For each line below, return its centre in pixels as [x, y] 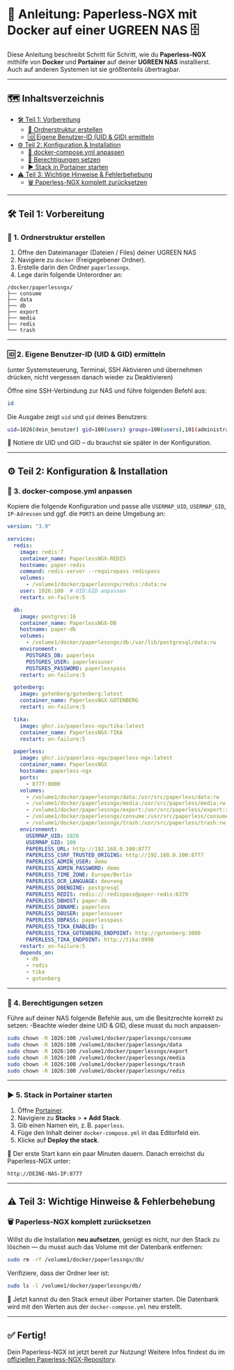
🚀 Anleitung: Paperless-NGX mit [102, 14]
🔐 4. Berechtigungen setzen [55, 1002]
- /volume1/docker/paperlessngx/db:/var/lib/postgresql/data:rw [121, 642]
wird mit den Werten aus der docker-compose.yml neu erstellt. [95, 1307]
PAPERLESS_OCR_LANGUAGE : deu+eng [74, 881]
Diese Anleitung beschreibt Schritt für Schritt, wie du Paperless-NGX [107, 54]
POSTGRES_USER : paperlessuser [69, 662]
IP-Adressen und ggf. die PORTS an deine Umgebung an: [86, 514]
